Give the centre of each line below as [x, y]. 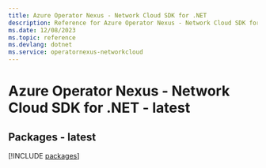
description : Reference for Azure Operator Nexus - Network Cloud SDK [127, 23]
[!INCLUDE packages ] [44, 156]
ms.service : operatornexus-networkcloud [76, 52]
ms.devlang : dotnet [40, 45]
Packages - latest [52, 137]
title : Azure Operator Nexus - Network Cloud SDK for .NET [108, 15]
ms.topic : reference [42, 37]
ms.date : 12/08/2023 [42, 30]
